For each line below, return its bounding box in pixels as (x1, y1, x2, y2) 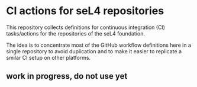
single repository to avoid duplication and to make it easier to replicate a (6, 47, 182, 54)
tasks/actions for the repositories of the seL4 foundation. (6, 30, 145, 37)
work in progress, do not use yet (6, 71, 128, 81)
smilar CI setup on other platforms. (6, 54, 91, 61)
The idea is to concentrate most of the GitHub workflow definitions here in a (6, 41, 191, 49)
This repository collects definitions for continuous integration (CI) (6, 24, 166, 31)
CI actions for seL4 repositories (6, 4, 164, 18)
